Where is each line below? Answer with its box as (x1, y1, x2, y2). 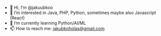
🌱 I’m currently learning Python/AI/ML (9, 20, 86, 26)
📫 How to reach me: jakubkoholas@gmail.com (9, 26, 105, 31)
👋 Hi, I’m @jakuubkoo (9, 5, 53, 10)
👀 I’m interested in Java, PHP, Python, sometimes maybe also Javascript (9, 10, 156, 16)
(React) (9, 15, 25, 20)
